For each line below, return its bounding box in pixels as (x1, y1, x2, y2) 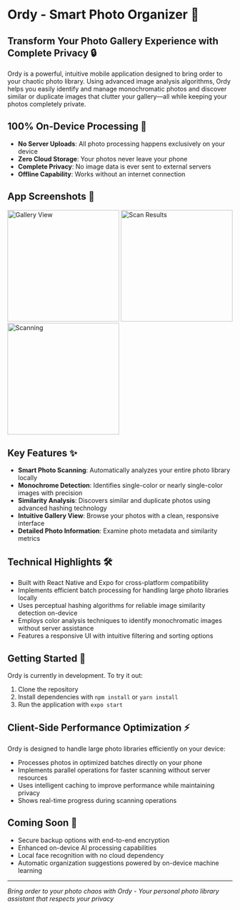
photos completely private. (7, 100, 86, 108)
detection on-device (17, 609, 78, 617)
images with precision (17, 489, 83, 497)
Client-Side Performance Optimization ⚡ (7, 721, 191, 734)
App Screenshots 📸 (7, 191, 95, 203)
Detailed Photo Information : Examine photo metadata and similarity (17, 526, 218, 535)
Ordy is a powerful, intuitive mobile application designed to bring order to (7, 69, 223, 78)
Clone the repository (17, 685, 79, 694)
